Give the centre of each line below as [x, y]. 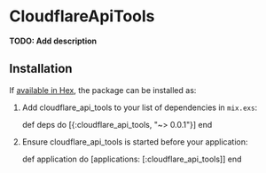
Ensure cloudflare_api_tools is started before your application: [135, 142]
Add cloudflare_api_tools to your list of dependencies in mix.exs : [140, 107]
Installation [41, 69]
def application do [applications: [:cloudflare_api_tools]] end [132, 159]
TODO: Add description [53, 41]
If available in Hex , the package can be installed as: [103, 90]
